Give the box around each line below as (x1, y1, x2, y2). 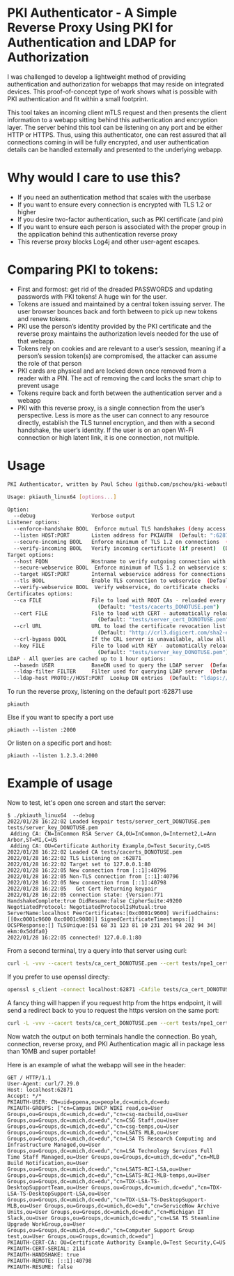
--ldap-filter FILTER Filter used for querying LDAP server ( (13, 668, 214, 675)
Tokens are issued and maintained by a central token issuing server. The (17, 299, 225, 308)
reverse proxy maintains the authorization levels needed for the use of (17, 329, 219, 338)
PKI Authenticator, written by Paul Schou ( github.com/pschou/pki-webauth (7, 480, 229, 488)
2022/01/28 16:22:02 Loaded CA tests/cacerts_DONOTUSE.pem (7, 849, 182, 856)
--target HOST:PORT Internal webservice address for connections (13, 571, 226, 578)
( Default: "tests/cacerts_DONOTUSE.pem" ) (97, 603, 219, 610)
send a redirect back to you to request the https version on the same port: (7, 1006, 219, 1014)
